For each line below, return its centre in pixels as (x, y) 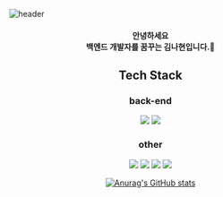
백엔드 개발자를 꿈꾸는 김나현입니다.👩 (150, 47)
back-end (150, 100)
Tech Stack (150, 75)
